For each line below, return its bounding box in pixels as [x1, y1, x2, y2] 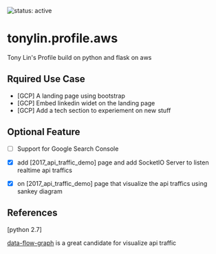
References [7, 207, 58, 219]
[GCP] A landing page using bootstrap [17, 92, 126, 100]
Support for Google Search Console [17, 145, 119, 153]
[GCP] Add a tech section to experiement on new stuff [17, 106, 171, 114]
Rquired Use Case [7, 73, 85, 85]
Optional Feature [7, 126, 80, 138]
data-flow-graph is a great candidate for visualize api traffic [7, 238, 177, 247]
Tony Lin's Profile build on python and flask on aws [7, 53, 152, 61]
